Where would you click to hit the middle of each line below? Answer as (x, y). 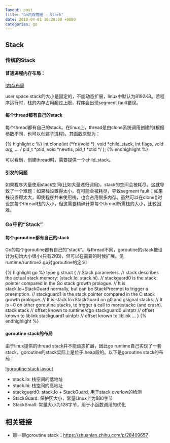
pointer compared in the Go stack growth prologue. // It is (65, 283)
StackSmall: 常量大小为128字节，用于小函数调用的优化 (69, 404)
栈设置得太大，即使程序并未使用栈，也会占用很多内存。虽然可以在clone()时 (84, 197)
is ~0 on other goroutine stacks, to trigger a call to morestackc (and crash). (84, 305)
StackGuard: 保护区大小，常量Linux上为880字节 (63, 398)
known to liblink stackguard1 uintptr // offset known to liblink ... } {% (76, 316)
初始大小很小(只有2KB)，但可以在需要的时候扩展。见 (69, 256)
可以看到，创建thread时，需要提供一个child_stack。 (59, 160)
